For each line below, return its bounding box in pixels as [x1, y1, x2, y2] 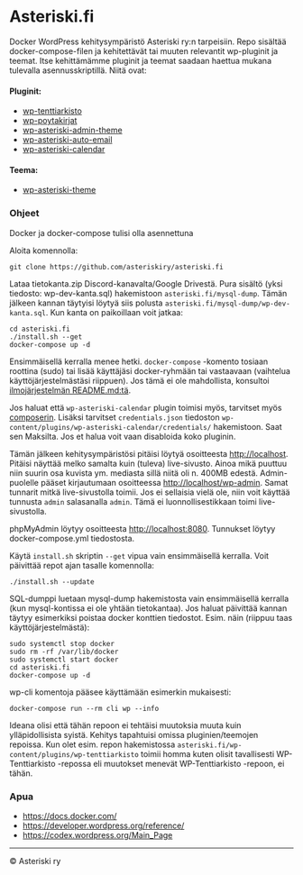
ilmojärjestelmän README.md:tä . [9, 385, 132, 396]
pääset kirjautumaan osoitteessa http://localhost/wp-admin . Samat [40, 477, 289, 488]
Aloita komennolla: [9, 245, 78, 256]
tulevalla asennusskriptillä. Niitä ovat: [9, 65, 147, 76]
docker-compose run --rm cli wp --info [9, 704, 160, 713]
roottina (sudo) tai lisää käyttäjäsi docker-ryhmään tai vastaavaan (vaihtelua [9, 365, 291, 376]
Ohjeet [9, 207, 40, 220]
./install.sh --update [9, 577, 95, 587]
